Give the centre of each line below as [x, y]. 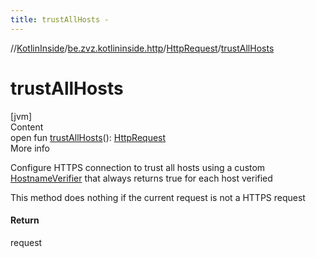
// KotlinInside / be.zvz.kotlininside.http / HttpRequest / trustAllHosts [142, 48]
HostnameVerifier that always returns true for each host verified [141, 178]
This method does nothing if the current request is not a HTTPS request [158, 197]
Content [27, 127]
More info [30, 148]
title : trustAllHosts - [60, 19]
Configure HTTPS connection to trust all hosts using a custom [138, 167]
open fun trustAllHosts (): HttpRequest [88, 137]
